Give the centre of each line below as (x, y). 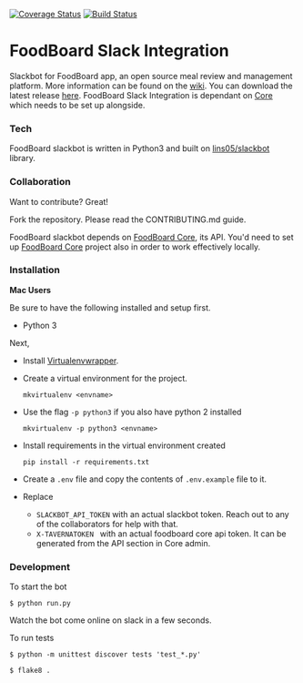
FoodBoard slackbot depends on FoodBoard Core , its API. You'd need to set (151, 237)
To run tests (32, 638)
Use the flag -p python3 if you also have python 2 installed (132, 412)
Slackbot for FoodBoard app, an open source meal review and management (151, 76)
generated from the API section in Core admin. (123, 543)
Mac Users (30, 290)
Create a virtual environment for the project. (105, 378)
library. (23, 158)
